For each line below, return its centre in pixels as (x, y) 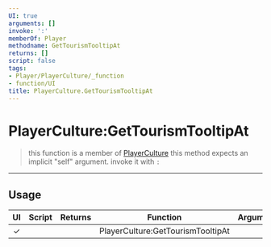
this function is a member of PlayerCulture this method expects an (138, 153)
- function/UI (32, 83)
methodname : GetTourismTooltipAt (65, 46)
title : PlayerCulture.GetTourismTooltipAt (81, 91)
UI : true (23, 16)
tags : (17, 69)
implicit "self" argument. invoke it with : (94, 161)
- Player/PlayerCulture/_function (67, 76)
